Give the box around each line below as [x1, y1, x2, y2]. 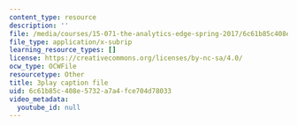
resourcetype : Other [9, 70, 86, 79]
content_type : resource [9, 12, 97, 22]
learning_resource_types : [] [9, 46, 117, 55]
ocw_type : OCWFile [9, 62, 77, 71]
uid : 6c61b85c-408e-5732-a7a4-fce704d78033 [9, 86, 172, 95]
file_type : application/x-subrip [9, 37, 133, 47]
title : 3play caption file [9, 78, 109, 87]
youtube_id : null [17, 103, 81, 112]
